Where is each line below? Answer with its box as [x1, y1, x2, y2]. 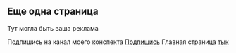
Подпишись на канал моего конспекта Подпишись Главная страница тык [7, 38, 229, 46]
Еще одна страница [7, 6, 99, 17]
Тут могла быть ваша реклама [7, 24, 99, 32]
